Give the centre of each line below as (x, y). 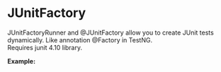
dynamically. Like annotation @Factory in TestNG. (80, 40)
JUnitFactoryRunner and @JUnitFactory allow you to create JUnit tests (110, 32)
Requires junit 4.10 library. (45, 47)
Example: (22, 61)
